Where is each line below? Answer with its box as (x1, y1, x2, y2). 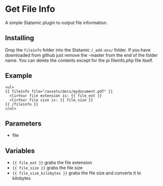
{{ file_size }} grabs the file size (12, 165, 83, 171)
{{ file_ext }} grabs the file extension (12, 159, 92, 165)
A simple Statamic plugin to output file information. (5, 20, 108, 26)
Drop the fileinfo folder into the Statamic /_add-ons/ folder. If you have (5, 47, 151, 53)
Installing (5, 34, 34, 42)
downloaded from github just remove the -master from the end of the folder (5, 52, 158, 58)
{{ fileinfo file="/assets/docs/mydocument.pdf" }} (5, 89, 113, 94)
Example (5, 72, 32, 80)
